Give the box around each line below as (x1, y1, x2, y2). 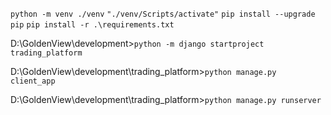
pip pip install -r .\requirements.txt (10, 20, 175, 30)
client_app (10, 76, 56, 86)
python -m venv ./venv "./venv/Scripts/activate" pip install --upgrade (10, 9, 316, 19)
